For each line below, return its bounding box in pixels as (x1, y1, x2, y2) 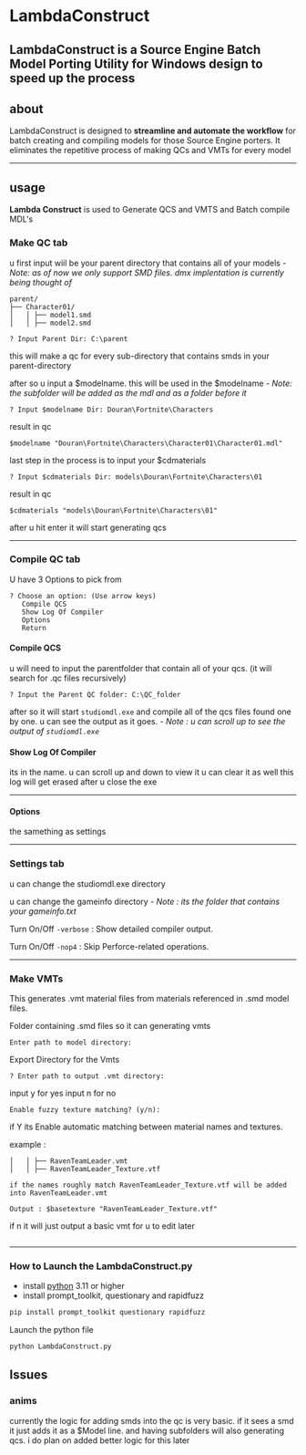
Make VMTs (9, 972, 64, 985)
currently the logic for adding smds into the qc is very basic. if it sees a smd (9, 1415, 294, 1426)
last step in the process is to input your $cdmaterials (9, 454, 207, 465)
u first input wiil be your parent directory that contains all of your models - (9, 257, 287, 268)
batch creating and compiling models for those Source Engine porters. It (9, 135, 280, 146)
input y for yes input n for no (9, 1087, 117, 1098)
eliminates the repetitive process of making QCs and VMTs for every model (9, 145, 291, 156)
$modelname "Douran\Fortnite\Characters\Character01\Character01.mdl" (9, 439, 283, 448)
